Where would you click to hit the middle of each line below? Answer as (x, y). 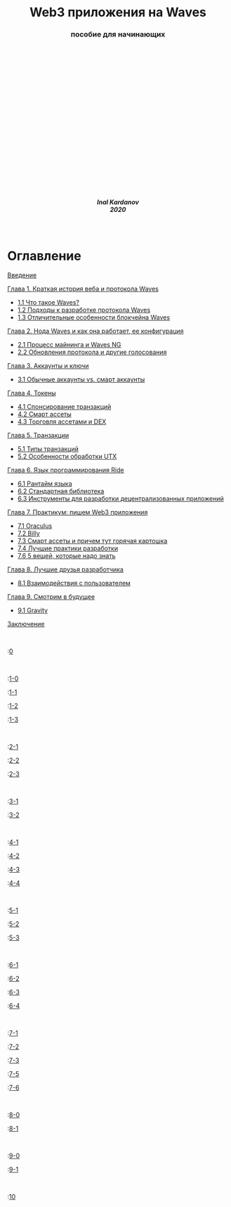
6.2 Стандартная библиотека (61, 491)
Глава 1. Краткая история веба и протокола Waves (83, 289)
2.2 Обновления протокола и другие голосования (92, 352)
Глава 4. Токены (32, 393)
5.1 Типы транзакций (48, 449)
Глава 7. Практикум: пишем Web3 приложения (78, 512)
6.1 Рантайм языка (45, 484)
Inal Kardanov (118, 202)
